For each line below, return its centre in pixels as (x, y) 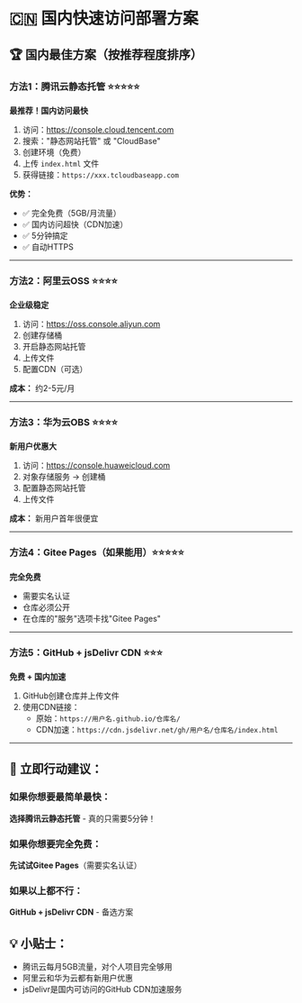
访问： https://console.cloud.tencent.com (98, 129)
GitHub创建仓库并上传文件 (71, 696)
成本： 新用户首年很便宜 (54, 518)
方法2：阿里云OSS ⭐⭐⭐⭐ (64, 280)
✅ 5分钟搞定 (45, 235)
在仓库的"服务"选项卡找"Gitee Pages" (92, 618)
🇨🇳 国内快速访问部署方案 (104, 18)
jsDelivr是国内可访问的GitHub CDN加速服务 (102, 989)
